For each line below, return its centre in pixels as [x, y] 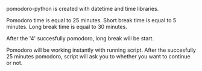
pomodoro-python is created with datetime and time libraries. [83, 9]
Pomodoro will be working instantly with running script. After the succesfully [101, 50]
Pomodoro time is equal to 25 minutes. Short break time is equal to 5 [91, 20]
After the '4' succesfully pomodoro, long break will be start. [80, 38]
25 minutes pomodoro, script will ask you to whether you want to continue [99, 56]
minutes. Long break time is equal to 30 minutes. [67, 27]
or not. [14, 63]
